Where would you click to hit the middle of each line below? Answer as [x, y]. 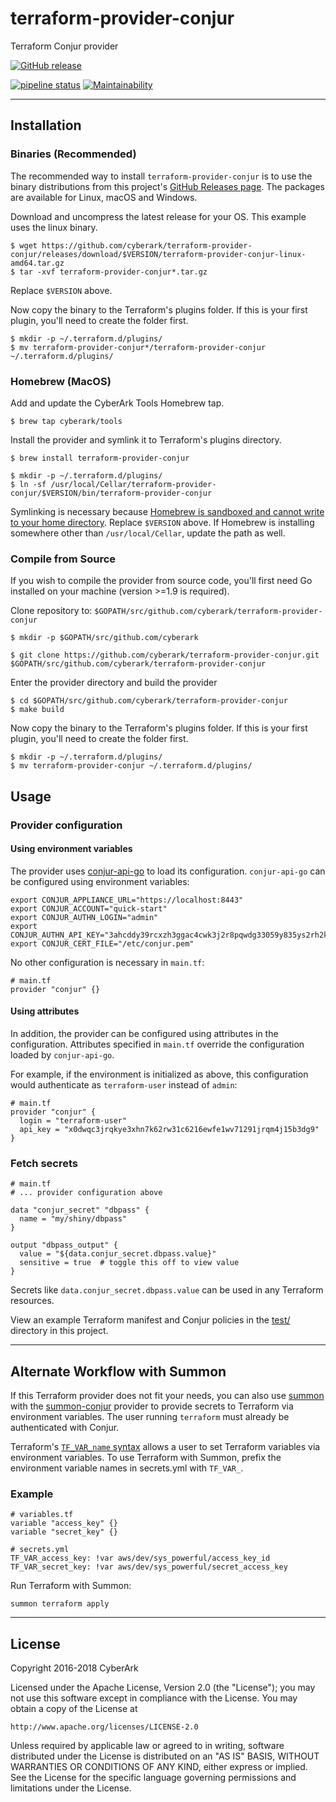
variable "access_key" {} [64, 1523]
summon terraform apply [60, 1604]
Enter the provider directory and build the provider [114, 683]
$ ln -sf [28, 484]
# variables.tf [42, 1515]
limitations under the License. [71, 1788]
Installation [46, 125]
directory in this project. [59, 1331]
